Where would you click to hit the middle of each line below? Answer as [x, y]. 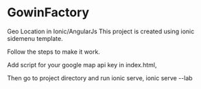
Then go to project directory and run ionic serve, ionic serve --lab [100, 78]
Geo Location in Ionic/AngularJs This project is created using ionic [101, 31]
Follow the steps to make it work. [54, 52]
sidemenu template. [35, 38]
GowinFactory [48, 13]
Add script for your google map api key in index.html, [82, 65]
